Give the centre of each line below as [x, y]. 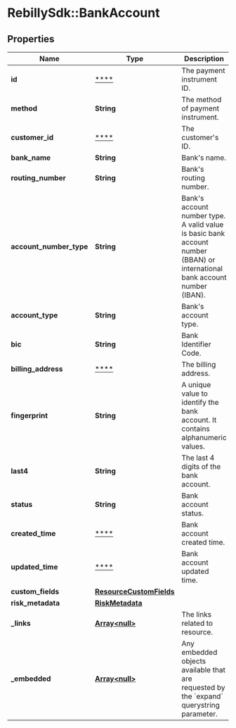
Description [204, 59]
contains [196, 429]
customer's [200, 137]
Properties [31, 39]
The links [197, 614]
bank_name [31, 158]
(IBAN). [194, 295]
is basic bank [203, 233]
